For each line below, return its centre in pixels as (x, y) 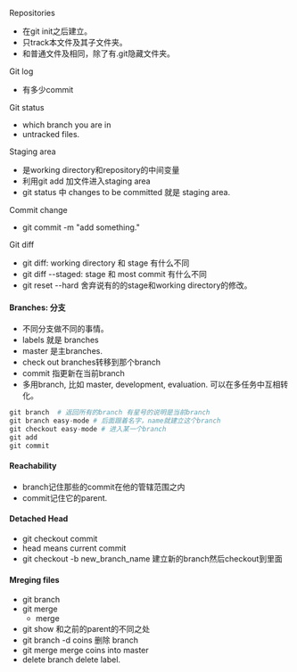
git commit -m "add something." (81, 227)
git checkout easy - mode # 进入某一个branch (88, 429)
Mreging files (34, 579)
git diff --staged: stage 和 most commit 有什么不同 (114, 274)
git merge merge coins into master (85, 651)
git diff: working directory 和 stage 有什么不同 (106, 263)
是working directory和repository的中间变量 (101, 170)
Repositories (32, 13)
